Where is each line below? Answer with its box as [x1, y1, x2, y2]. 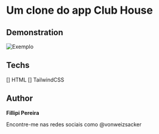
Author [6, 94, 33, 104]
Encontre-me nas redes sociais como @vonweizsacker [6, 120, 142, 128]
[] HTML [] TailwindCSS [6, 76, 65, 83]
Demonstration [6, 27, 64, 38]
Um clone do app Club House [6, 4, 154, 17]
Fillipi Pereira [6, 109, 39, 116]
